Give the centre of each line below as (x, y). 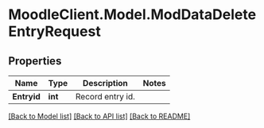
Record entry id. (105, 97)
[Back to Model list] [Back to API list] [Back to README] (99, 116)
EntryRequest (54, 31)
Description (105, 83)
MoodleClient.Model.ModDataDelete (132, 15)
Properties (35, 61)
